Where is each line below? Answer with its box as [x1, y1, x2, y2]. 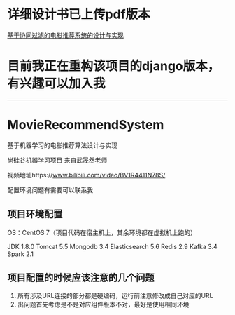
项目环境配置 [7, 208, 63, 220]
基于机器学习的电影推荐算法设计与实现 [7, 141, 117, 149]
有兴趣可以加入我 [7, 76, 106, 92]
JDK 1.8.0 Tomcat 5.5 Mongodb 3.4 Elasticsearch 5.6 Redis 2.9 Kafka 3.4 [7, 242, 218, 250]
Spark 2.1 [7, 250, 34, 258]
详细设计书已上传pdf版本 [7, 6, 150, 22]
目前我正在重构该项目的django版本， [7, 58, 220, 74]
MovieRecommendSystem [7, 117, 164, 133]
